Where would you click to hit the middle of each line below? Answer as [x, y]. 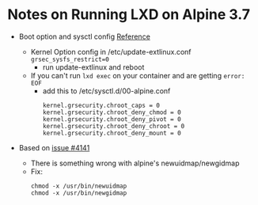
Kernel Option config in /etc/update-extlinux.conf [111, 51]
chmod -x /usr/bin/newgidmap [79, 193]
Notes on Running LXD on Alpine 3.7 [129, 15]
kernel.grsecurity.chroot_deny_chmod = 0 [112, 112]
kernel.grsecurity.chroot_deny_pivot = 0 [112, 119]
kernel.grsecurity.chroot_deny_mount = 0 [112, 133]
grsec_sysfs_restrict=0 [70, 59]
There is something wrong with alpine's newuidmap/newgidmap [135, 163]
